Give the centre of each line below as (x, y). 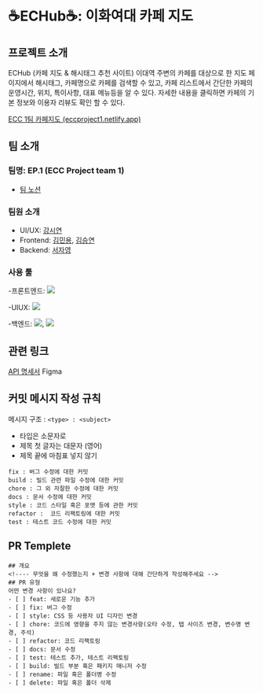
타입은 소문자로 (43, 436)
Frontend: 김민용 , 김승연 (57, 240)
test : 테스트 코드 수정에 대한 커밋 (60, 522)
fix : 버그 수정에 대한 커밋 (48, 472)
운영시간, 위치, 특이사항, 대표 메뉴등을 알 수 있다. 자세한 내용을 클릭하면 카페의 (127, 92)
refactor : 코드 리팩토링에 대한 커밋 (64, 513)
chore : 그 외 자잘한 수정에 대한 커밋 (64, 489)
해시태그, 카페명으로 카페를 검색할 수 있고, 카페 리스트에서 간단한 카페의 (144, 83)
